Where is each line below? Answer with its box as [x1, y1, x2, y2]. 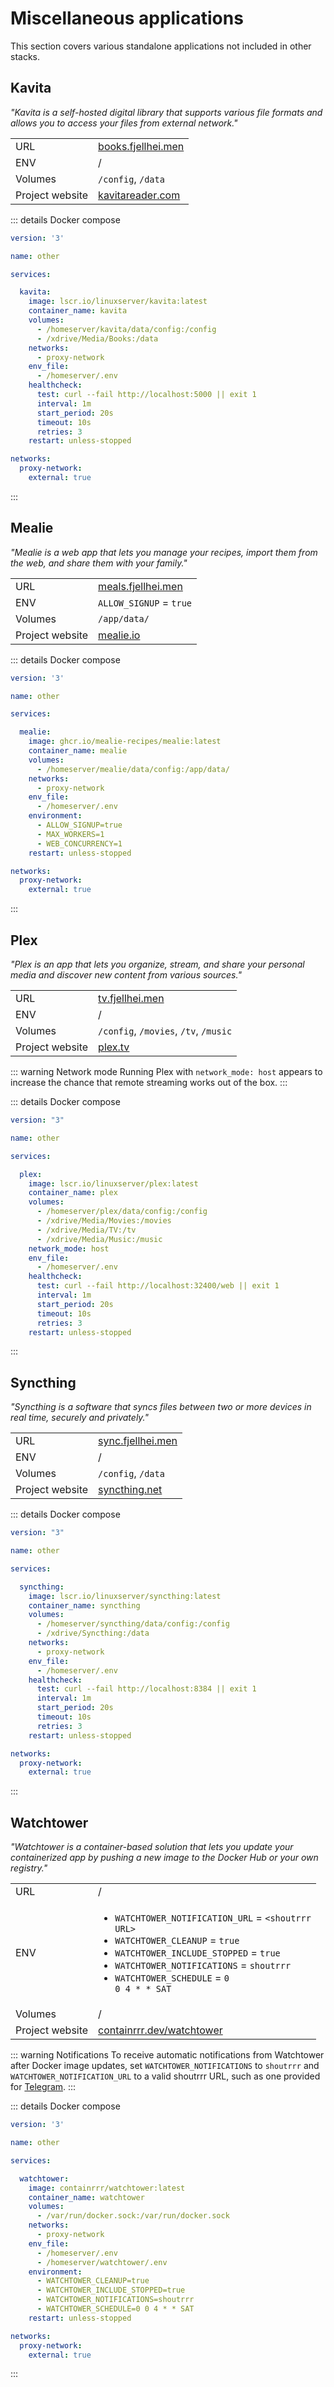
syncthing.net [98, 1483, 163, 1497]
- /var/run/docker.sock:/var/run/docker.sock [36, 2211, 230, 2221]
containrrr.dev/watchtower [98, 2023, 223, 2037]
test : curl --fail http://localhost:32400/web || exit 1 [36, 1281, 280, 1291]
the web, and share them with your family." [10, 557, 188, 569]
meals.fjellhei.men [98, 579, 183, 593]
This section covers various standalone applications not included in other [10, 40, 312, 52]
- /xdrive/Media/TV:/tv [36, 1225, 137, 1235]
